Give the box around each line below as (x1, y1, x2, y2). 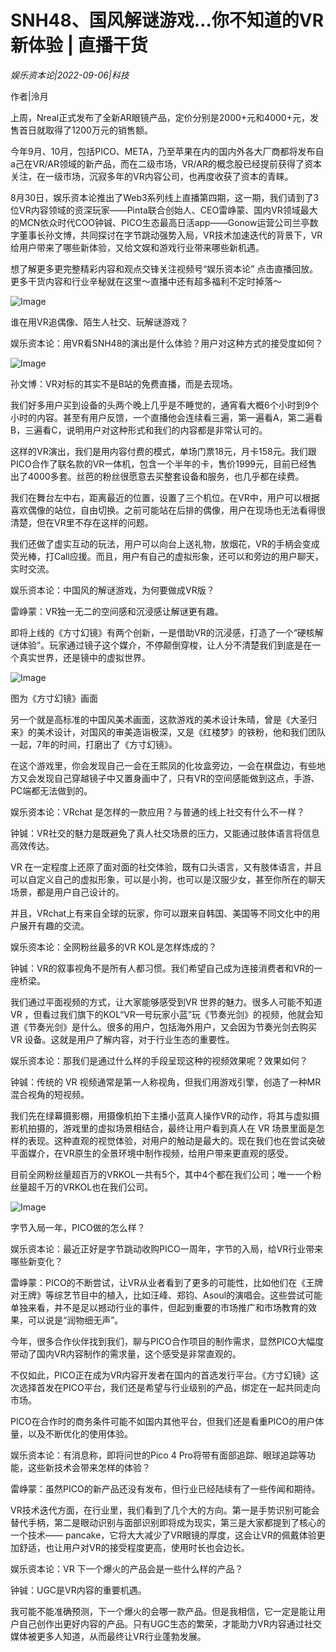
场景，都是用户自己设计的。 (10, 886, 125, 898)
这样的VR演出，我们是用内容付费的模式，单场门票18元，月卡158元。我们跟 (10, 445, 317, 457)
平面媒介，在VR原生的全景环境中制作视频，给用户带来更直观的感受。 (10, 1147, 294, 1159)
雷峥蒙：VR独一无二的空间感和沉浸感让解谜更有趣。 (10, 605, 224, 617)
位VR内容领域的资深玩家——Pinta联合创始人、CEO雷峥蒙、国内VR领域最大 (10, 204, 318, 216)
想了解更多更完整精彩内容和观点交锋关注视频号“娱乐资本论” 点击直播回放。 (10, 262, 319, 275)
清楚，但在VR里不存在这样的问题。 (10, 516, 154, 528)
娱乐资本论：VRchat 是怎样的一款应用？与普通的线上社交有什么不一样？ (10, 806, 306, 818)
